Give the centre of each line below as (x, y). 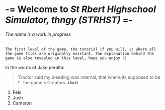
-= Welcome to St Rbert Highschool (80, 9)
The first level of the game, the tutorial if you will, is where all (81, 49)
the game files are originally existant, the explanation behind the (80, 54)
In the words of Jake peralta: (35, 68)
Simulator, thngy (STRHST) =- (69, 20)
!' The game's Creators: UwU (48, 83)
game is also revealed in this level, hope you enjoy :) (66, 58)
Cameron (22, 103)
